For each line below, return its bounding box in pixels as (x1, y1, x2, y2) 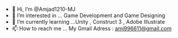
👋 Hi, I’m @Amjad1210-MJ (11, 6, 76, 12)
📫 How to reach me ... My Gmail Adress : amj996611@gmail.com (11, 25, 172, 32)
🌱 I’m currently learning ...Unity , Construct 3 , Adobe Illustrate (11, 18, 165, 25)
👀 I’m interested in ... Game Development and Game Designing (11, 12, 165, 19)
